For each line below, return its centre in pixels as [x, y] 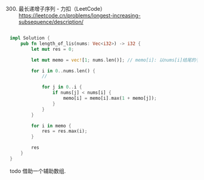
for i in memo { [51, 126]
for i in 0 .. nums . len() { [64, 71]
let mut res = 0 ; [52, 49]
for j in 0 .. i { [62, 87]
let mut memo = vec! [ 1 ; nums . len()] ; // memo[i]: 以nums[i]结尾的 [114, 60]
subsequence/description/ [51, 22]
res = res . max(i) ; [64, 131]
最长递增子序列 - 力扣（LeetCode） [62, 9]
